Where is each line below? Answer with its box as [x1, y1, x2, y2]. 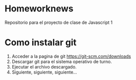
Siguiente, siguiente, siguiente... [11, 69, 77, 75]
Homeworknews [4, 3, 74, 14]
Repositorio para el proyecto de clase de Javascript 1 [4, 19, 113, 25]
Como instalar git [4, 37, 77, 48]
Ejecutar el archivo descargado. [11, 64, 77, 70]
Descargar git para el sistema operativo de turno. [11, 58, 112, 65]
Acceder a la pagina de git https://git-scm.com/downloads [11, 53, 132, 59]
